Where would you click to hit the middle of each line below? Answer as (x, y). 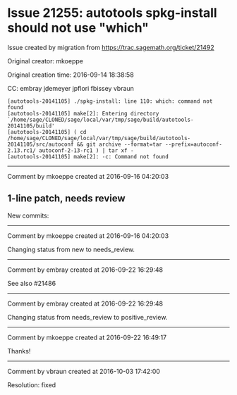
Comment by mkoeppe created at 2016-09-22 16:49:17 (87, 337)
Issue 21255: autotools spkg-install (112, 13)
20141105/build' (31, 126)
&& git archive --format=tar (119, 144)
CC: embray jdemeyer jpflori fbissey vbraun (71, 88)
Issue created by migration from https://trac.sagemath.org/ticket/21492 (111, 47)
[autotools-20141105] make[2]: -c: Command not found (88, 156)
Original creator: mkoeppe (45, 61)
